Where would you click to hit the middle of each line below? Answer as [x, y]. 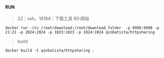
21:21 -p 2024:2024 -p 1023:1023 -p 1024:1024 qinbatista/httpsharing [80, 32]
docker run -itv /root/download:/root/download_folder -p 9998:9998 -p [82, 28]
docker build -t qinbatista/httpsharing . [50, 51]
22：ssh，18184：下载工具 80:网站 [53, 19]
